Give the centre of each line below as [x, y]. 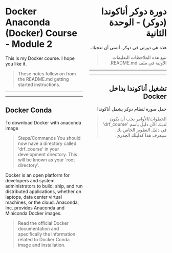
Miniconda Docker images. [34, 213]
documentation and [38, 228]
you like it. [16, 64]
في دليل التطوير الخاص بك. [141, 130]
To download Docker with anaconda [43, 122]
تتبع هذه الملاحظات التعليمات [139, 57]
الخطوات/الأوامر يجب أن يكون [138, 119]
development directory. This [48, 154]
